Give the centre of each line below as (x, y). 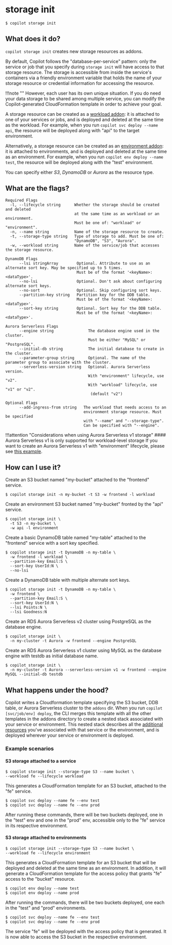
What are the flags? (37, 189)
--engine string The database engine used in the (89, 331)
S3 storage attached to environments (46, 837)
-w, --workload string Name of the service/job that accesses (85, 245)
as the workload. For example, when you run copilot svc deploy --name (82, 125)
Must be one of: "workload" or (108, 223)
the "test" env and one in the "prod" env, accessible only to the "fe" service (85, 820)
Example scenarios (30, 748)
